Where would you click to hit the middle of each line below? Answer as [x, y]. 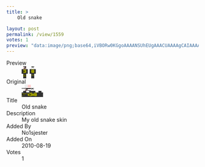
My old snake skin [44, 120]
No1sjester [35, 133]
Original [16, 82]
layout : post [23, 29]
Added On [19, 139]
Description [21, 113]
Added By [19, 126]
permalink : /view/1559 [35, 34]
